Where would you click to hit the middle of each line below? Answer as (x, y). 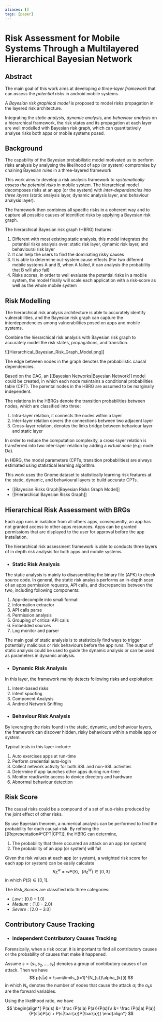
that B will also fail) (31, 270)
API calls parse (27, 610)
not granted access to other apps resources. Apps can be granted (71, 527)
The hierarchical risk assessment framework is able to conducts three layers (81, 546)
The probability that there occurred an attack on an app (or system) (79, 843)
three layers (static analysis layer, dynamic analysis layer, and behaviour (77, 195)
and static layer (27, 431)
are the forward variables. (31, 991)
